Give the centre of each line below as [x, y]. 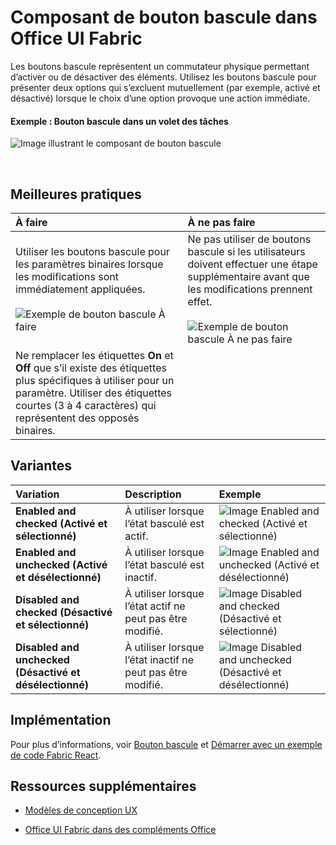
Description [153, 494]
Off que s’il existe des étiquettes [91, 368]
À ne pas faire [221, 222]
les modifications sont [67, 276]
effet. [200, 301]
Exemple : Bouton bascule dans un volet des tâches [119, 121]
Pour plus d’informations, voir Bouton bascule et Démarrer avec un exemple [166, 744]
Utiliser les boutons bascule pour [92, 251]
